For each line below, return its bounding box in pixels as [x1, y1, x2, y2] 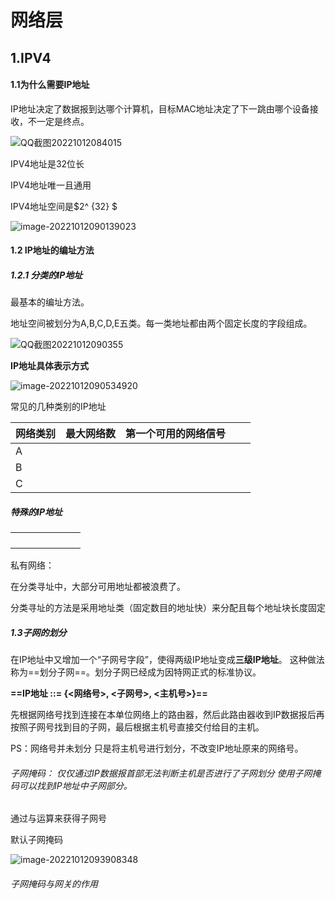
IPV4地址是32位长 [10, 157, 85, 170]
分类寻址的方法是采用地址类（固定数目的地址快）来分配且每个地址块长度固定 [10, 602, 326, 614]
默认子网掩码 [10, 834, 63, 846]
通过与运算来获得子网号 [10, 812, 107, 825]
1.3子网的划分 [10, 626, 67, 638]
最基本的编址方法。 [10, 296, 90, 308]
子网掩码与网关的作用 [10, 878, 98, 890]
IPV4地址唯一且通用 [10, 179, 92, 191]
